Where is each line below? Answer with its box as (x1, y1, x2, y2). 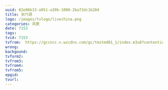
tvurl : (5, 77, 19, 82)
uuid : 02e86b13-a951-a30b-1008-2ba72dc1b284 (5, 7, 99, 12)
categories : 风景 (5, 21, 40, 26)
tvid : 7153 (5, 35, 28, 40)
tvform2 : (5, 53, 23, 59)
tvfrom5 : (5, 68, 23, 73)
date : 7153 (5, 26, 28, 31)
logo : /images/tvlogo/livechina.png (5, 16, 81, 21)
